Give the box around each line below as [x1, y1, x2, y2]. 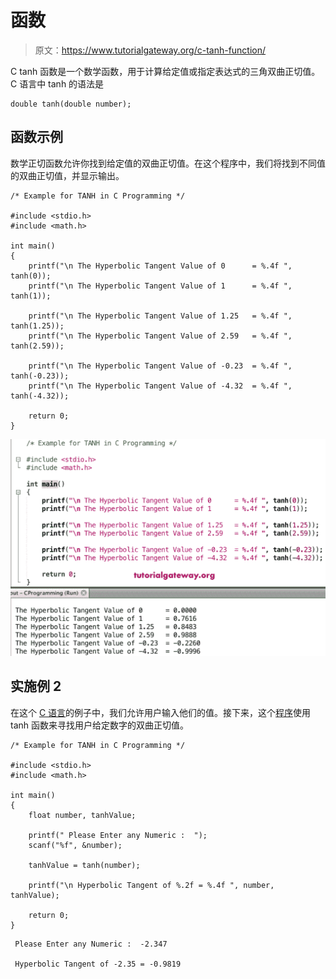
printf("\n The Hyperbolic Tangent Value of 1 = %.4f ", [28, 281, 293, 291]
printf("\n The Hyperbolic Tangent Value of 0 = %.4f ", [28, 261, 293, 271]
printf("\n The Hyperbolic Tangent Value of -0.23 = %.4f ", [28, 361, 293, 371]
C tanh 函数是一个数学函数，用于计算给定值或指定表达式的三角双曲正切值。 [10, 65, 321, 77]
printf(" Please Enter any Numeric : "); [28, 830, 208, 840]
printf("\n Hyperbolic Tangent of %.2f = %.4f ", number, [28, 880, 275, 890]
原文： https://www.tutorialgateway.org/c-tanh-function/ [34, 44, 267, 56]
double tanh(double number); [10, 99, 132, 109]
